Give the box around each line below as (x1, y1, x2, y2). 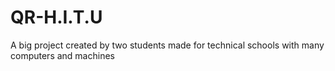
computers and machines (10, 49, 115, 61)
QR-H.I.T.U (10, 6, 103, 29)
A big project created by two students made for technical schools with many (10, 39, 325, 51)
